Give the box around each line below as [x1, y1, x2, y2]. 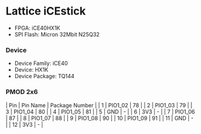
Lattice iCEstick [5, 4, 86, 18]
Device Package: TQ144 [14, 73, 75, 80]
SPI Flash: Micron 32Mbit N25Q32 [14, 30, 100, 38]
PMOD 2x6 [5, 88, 38, 96]
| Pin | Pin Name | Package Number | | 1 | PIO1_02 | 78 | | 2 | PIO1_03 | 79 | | [5, 101, 193, 109]
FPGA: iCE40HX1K [14, 24, 61, 32]
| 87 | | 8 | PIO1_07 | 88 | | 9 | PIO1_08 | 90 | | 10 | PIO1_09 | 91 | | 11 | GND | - [5, 114, 194, 122]
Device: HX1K [14, 66, 49, 73]
